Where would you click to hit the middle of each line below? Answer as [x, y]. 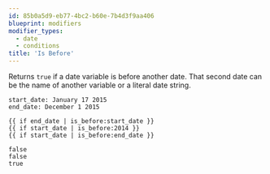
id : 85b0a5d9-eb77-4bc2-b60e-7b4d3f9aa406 [81, 16]
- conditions [38, 46]
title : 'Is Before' [41, 53]
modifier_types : [36, 31]
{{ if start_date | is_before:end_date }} [81, 135]
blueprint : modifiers [45, 23]
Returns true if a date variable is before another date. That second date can [135, 76]
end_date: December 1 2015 [54, 107]
